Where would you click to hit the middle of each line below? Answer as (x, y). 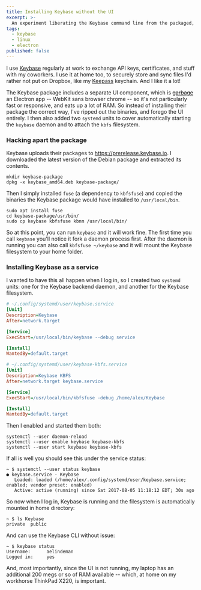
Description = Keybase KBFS (38, 376)
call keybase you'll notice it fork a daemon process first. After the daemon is (100, 239)
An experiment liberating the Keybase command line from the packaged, (103, 23)
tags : (13, 29)
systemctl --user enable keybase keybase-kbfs (65, 442)
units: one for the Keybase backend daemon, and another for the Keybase (97, 287)
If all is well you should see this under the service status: (76, 458)
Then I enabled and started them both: (54, 426)
